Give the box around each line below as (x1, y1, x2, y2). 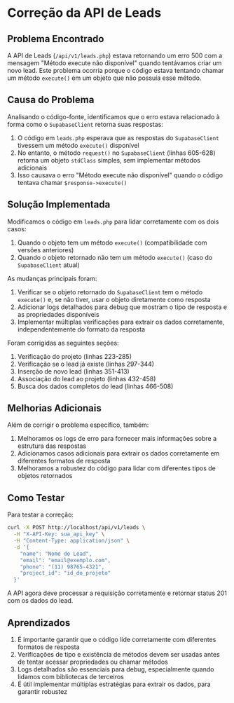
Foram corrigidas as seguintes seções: (7, 339, 119, 347)
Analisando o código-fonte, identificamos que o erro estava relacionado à (7, 112, 220, 121)
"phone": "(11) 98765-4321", (20, 563, 105, 571)
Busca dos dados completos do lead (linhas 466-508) (17, 382, 174, 390)
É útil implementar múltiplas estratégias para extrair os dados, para (17, 680, 212, 688)
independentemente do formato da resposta (17, 325, 146, 334)
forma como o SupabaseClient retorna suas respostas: (7, 120, 163, 128)
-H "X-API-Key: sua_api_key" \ (13, 531, 105, 538)
